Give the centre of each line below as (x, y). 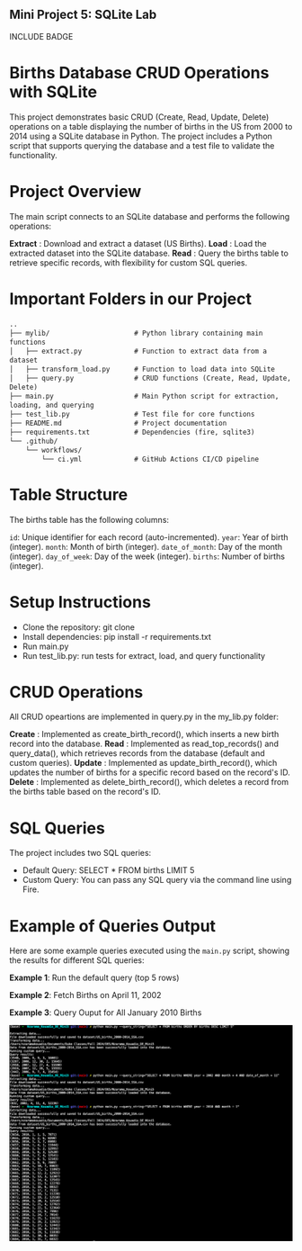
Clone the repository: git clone (78, 627)
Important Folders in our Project (130, 298)
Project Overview (75, 191)
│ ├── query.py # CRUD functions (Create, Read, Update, (151, 378)
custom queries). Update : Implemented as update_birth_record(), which (143, 763)
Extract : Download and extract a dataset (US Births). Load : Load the (138, 243)
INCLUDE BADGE (41, 36)
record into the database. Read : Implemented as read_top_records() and (144, 744)
